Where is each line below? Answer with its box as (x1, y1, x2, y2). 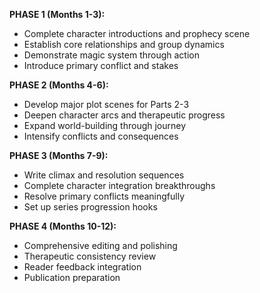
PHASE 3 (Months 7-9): (9, 150, 109, 161)
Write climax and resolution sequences (23, 169, 185, 181)
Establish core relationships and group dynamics (23, 39, 225, 50)
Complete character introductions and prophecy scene (23, 28, 251, 39)
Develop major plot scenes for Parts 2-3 (23, 99, 190, 110)
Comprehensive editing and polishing (23, 240, 178, 251)
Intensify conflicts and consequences (23, 130, 179, 142)
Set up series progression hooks (23, 201, 158, 213)
